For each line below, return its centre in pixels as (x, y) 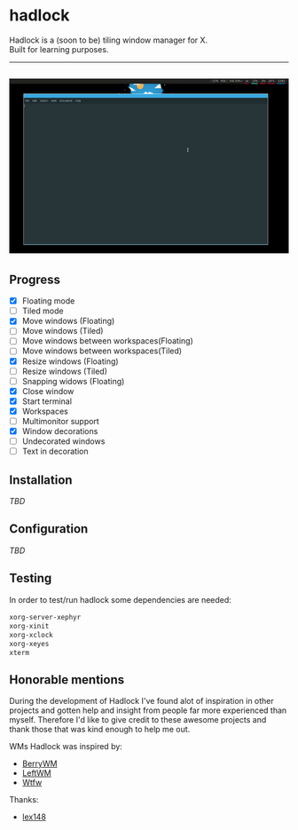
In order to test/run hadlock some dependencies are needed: (121, 599)
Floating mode (48, 301)
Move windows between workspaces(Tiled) (102, 351)
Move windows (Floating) (68, 321)
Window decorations (60, 431)
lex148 (34, 817)
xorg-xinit (29, 626)
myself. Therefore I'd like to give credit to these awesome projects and (138, 720)
